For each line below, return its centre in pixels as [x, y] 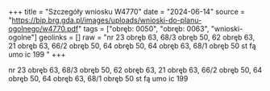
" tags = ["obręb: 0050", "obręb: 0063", [143, 29]
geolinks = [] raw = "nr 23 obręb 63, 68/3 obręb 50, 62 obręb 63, [147, 37]
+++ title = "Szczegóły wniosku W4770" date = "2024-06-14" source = [127, 12]
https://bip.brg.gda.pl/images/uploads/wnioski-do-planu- [107, 20]
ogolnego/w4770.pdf [44, 29]
